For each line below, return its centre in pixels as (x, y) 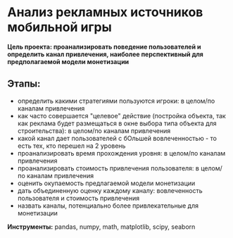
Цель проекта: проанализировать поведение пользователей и (104, 46)
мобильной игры (60, 27)
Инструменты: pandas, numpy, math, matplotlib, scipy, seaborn (101, 227)
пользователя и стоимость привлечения (78, 198)
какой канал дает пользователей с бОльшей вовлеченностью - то (117, 138)
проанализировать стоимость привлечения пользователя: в (108, 168)
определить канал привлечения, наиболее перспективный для (106, 54)
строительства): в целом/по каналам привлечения (94, 130)
